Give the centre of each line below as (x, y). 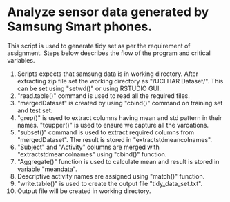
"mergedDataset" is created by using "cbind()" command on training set (120, 103)
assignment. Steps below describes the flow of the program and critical (109, 53)
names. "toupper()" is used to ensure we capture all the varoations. (113, 125)
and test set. (35, 110)
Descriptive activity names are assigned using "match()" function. (111, 176)
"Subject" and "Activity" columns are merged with (88, 147)
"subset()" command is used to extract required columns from (106, 132)
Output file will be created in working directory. (84, 191)
